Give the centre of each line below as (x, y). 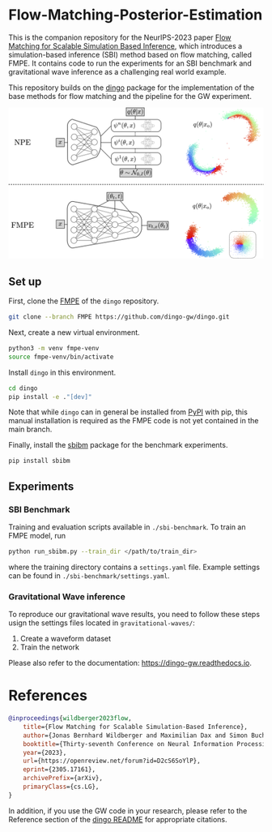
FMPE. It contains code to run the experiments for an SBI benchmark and (130, 63)
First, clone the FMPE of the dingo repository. (84, 301)
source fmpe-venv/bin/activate (61, 357)
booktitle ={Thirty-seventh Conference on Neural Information (128, 744)
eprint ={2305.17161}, (59, 770)
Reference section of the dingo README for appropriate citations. (118, 819)
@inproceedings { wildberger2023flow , (70, 718)
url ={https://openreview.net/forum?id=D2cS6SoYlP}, (112, 761)
